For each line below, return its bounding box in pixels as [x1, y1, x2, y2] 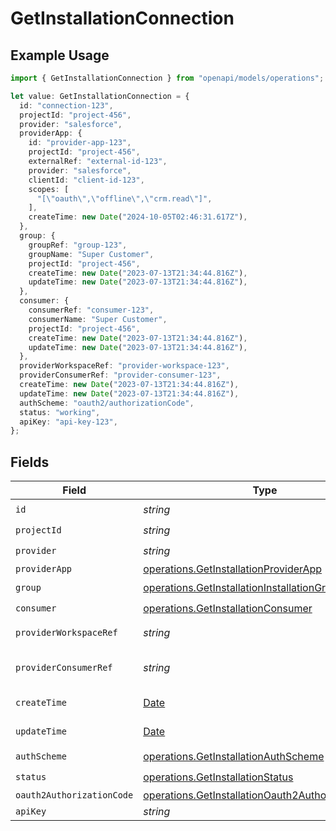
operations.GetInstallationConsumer [143, 601, 313, 615]
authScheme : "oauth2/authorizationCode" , [19, 398, 195, 408]
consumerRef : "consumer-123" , [28, 305, 155, 315]
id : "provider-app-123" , [28, 138, 132, 148]
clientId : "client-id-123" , [28, 175, 145, 185]
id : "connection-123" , [19, 100, 114, 111]
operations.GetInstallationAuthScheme [143, 749, 325, 763]
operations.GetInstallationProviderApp [143, 562, 323, 576]
